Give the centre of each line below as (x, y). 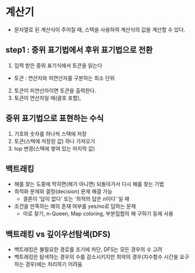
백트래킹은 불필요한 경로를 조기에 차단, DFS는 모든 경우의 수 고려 (88, 249)
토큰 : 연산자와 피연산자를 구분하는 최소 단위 (65, 78)
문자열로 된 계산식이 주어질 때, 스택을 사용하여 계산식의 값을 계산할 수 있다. (100, 30)
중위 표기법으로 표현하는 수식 (55, 118)
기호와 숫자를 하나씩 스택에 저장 (50, 134)
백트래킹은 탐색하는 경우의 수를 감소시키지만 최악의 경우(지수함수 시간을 (96, 257)
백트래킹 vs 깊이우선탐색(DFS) (58, 234)
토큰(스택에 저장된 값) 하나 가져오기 (54, 141)
